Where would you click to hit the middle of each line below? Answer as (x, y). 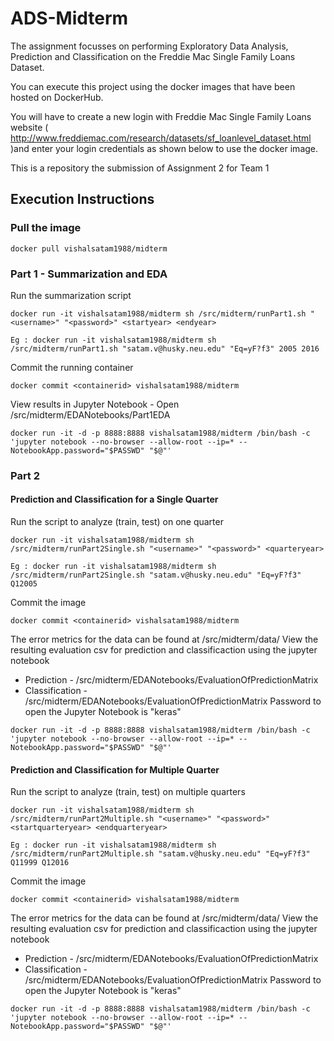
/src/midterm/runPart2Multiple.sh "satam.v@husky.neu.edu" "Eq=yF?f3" (160, 854)
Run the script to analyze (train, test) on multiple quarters (128, 792)
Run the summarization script (71, 295)
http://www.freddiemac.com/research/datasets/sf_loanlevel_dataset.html (161, 138)
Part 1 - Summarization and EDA (89, 274)
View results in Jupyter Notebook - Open (95, 404)
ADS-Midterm (69, 18)
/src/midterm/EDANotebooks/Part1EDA (90, 414)
